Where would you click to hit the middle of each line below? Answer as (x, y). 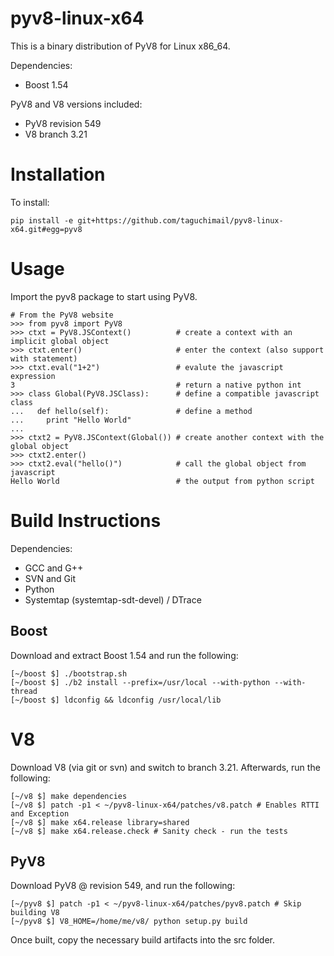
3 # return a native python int (156, 385)
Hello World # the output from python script (162, 481)
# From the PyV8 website (62, 315)
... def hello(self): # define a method (131, 411)
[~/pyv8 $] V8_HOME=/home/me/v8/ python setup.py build (129, 922)
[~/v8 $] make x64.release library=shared (100, 822)
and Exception (40, 813)
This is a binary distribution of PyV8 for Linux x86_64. (120, 46)
